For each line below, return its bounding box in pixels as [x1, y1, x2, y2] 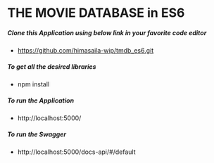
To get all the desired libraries [7, 62, 96, 71]
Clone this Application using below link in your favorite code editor [7, 28, 207, 37]
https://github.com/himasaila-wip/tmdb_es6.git [17, 46, 154, 55]
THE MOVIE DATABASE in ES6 [7, 5, 185, 21]
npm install [17, 80, 50, 89]
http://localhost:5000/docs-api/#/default [17, 148, 136, 156]
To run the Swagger [7, 130, 67, 138]
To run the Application [7, 96, 75, 105]
